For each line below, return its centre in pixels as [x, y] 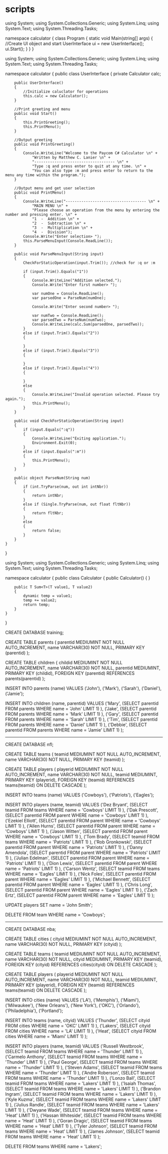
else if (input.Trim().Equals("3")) [61, 350]
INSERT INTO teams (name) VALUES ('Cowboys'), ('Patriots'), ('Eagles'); [80, 795]
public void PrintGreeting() [44, 144]
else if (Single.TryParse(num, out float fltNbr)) [77, 504]
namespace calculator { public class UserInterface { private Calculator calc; [83, 73]
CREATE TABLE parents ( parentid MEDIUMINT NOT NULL [65, 642]
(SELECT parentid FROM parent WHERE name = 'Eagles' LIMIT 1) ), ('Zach [81, 890]
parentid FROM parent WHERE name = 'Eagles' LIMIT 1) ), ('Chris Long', [79, 885]
